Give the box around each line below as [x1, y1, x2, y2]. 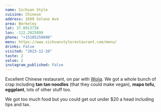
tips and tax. [5, 102, 31, 108]
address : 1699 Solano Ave [5, 16, 59, 21]
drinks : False [5, 44, 35, 49]
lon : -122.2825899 [5, 30, 43, 35]
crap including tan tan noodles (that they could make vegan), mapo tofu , [5, 81, 156, 87]
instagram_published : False [5, 62, 64, 67]
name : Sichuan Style [5, 7, 48, 12]
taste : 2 [5, 53, 23, 58]
